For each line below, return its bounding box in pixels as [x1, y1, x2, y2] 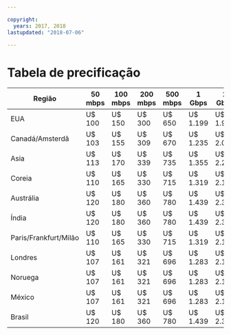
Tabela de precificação [7, 65, 141, 80]
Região [33, 94, 57, 103]
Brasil [10, 312, 29, 322]
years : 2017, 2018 [13, 22, 67, 30]
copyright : [7, 16, 38, 23]
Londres [10, 253, 38, 263]
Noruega [10, 273, 39, 283]
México [10, 292, 34, 302]
